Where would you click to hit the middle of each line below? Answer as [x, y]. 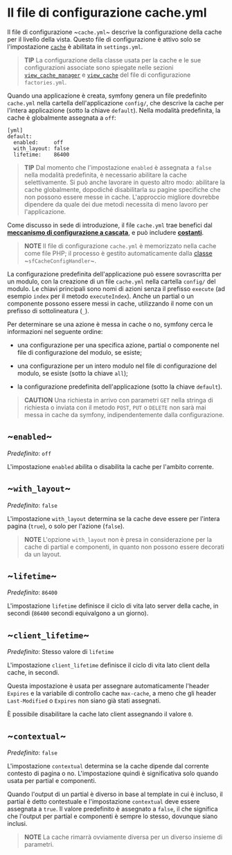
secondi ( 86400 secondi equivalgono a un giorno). [78, 613]
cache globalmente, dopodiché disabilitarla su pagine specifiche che [122, 189]
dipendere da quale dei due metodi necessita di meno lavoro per [116, 204]
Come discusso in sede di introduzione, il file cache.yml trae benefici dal [110, 225]
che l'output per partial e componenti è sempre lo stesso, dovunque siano [113, 816]
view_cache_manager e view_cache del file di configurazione [107, 75]
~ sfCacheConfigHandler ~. [60, 261]
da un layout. [43, 554]
